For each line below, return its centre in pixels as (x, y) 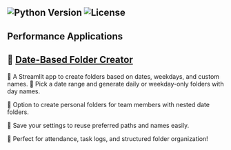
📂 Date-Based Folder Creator (70, 60)
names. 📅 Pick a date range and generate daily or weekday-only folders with (115, 84)
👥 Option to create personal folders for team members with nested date (109, 104)
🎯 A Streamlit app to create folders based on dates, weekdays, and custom (113, 76)
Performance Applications (65, 36)
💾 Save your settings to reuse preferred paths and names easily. (98, 125)
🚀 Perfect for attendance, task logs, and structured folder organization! (108, 138)
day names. (24, 91)
